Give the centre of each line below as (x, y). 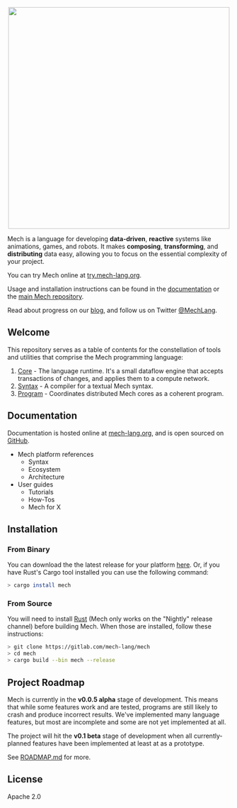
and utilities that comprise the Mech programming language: (96, 357)
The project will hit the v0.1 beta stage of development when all (100, 736)
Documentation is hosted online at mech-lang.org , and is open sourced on (116, 433)
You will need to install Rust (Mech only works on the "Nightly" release (110, 619)
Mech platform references (56, 454)
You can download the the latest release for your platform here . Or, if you (114, 565)
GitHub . (18, 441)
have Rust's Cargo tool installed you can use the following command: (108, 572)
